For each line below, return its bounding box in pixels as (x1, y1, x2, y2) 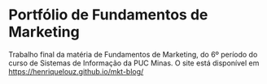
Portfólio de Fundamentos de (8, 6, 208, 24)
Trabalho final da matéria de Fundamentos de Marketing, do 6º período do (8, 49, 258, 59)
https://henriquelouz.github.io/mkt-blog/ (8, 66, 144, 76)
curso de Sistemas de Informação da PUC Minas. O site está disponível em (8, 58, 260, 68)
